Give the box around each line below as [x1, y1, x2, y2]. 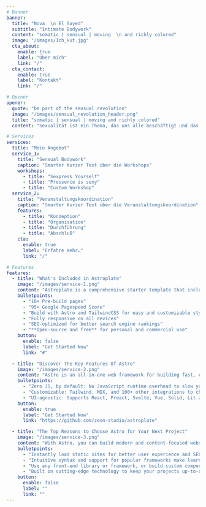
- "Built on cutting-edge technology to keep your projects [22, 468, 180, 475]
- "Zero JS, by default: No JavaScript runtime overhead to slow [22, 383, 193, 389]
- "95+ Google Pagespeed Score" [22, 304, 105, 310]
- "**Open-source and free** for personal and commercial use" [22, 327, 188, 333]
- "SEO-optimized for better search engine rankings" [22, 321, 164, 328]
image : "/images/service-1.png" [17, 281, 100, 288]
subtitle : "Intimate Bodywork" [12, 26, 92, 32]
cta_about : [12, 43, 40, 50]
